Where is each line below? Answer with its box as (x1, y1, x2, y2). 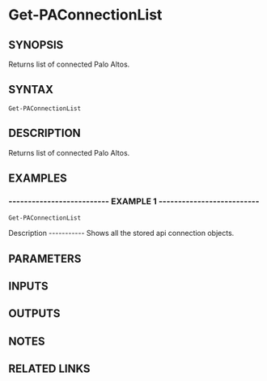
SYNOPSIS (8, 38, 64, 52)
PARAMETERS (8, 251, 82, 265)
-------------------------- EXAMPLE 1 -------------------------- (8, 195, 260, 207)
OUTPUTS (8, 306, 61, 321)
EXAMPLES (8, 172, 67, 186)
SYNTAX (8, 83, 54, 96)
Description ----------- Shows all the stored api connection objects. (8, 229, 235, 238)
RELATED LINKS (8, 362, 91, 376)
